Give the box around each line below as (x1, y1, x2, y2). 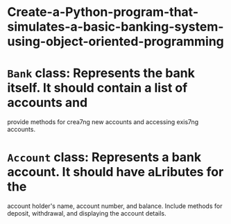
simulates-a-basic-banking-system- (7, 19, 224, 35)
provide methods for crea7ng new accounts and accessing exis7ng (7, 118, 199, 126)
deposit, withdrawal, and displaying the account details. (7, 209, 166, 218)
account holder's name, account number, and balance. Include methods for (7, 202, 223, 210)
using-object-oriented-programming (7, 34, 224, 49)
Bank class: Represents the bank (7, 65, 196, 81)
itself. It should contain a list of (7, 80, 188, 96)
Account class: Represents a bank (7, 150, 202, 165)
